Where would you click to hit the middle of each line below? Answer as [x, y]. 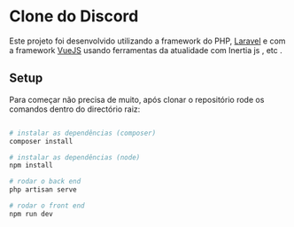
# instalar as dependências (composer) [83, 133]
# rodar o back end [45, 182]
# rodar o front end [47, 206]
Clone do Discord [74, 16]
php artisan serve [43, 190]
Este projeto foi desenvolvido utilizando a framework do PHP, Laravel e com [147, 41]
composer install [41, 141]
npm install [31, 166]
